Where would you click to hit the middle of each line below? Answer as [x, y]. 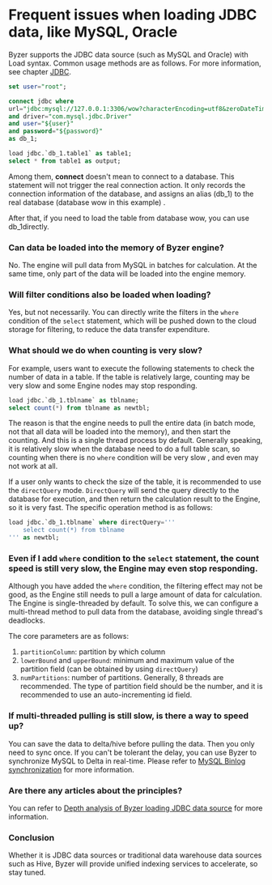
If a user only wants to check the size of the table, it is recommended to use [135, 482]
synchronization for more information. [72, 769]
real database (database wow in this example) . [87, 202]
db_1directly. [29, 226]
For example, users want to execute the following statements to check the [132, 368]
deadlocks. [27, 620]
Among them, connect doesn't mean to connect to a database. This [121, 177]
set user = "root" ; [38, 87]
